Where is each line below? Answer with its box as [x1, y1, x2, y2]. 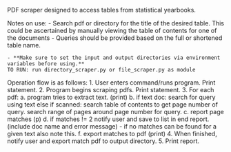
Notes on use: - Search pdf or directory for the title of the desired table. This [7, 19, 224, 27]
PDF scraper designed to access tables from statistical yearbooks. [7, 6, 197, 14]
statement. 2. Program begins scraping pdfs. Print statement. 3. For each [7, 86, 214, 94]
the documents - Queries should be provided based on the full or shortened [7, 34, 223, 42]
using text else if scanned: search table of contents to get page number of [7, 100, 219, 109]
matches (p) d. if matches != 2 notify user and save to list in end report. [7, 115, 210, 123]
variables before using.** [7, 61, 85, 67]
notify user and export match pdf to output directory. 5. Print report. [7, 137, 200, 145]
